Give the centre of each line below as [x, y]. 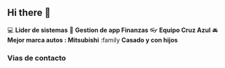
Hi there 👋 [29, 13]
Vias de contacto [37, 58]
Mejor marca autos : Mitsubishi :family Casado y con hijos [93, 40]
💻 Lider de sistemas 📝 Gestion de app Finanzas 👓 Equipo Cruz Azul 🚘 [112, 30]
